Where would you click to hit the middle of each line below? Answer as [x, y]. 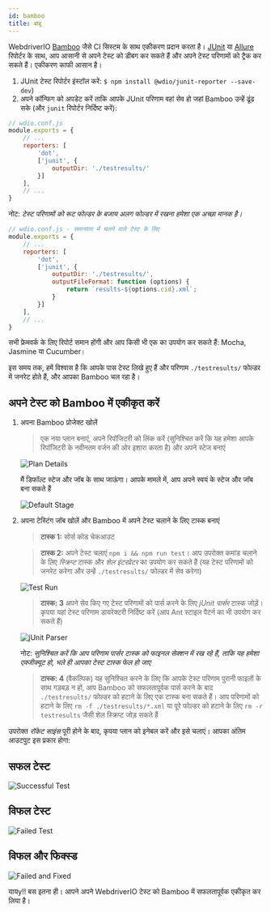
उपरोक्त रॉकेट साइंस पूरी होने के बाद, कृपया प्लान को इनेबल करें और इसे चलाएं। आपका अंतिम [127, 731]
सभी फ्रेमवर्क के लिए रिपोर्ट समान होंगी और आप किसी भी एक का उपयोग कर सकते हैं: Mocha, [127, 343]
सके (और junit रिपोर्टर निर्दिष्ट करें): [68, 108]
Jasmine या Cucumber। [47, 352]
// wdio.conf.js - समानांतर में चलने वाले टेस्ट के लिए [84, 229]
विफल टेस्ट [30, 811]
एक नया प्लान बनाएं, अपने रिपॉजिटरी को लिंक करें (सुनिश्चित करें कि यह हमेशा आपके [147, 439]
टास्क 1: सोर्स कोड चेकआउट [77, 537]
